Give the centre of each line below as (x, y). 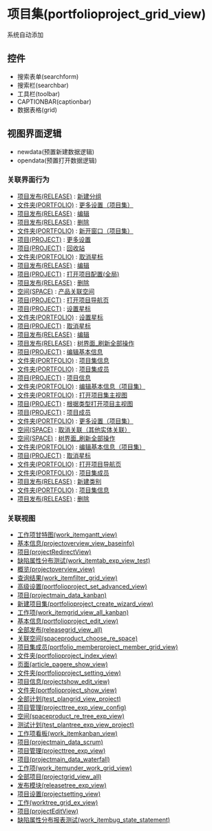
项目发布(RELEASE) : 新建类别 (59, 481)
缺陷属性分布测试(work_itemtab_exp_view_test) (84, 561)
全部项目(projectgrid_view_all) (59, 777)
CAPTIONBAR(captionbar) (54, 102)
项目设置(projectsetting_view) (59, 794)
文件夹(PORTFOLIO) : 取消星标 (60, 256)
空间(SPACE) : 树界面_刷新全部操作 (66, 438)
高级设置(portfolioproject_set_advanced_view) (82, 587)
